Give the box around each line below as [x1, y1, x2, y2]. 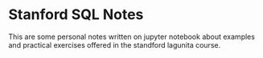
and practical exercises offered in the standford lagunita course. [8, 40, 221, 49]
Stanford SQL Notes [8, 6, 144, 24]
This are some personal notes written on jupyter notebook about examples [8, 32, 256, 41]
